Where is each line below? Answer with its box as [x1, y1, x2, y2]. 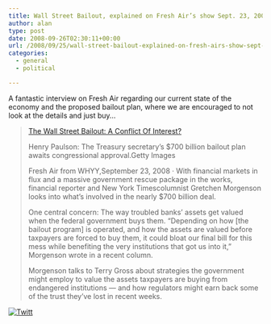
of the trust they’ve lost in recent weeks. [27, 291, 163, 301]
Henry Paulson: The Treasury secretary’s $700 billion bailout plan [27, 142, 246, 152]
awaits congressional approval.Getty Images [27, 150, 176, 160]
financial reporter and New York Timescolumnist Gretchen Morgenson [27, 183, 262, 193]
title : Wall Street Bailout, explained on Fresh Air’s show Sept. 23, [8, 11, 251, 20]
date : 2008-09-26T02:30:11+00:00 [8, 34, 121, 43]
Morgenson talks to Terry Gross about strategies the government [27, 265, 244, 275]
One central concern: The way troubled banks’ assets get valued [27, 207, 244, 217]
